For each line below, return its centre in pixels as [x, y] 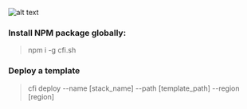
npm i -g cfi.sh [52, 50]
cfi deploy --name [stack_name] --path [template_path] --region [133, 88]
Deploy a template [44, 71]
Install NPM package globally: [67, 33]
